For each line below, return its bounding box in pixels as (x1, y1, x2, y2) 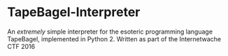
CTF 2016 (7, 42, 36, 50)
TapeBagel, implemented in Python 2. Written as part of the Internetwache (7, 34, 222, 43)
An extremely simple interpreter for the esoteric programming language (7, 27, 213, 36)
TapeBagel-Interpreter (7, 4, 141, 20)
